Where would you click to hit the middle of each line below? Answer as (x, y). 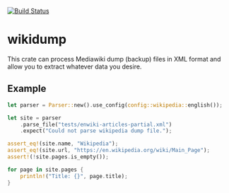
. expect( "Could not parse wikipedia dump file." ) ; (96, 131)
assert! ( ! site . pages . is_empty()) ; (58, 157)
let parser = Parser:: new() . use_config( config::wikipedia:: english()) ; (115, 105)
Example (27, 89)
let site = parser (34, 118)
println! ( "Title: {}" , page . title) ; (74, 176)
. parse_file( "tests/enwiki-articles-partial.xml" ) (96, 124)
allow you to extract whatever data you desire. (75, 66)
